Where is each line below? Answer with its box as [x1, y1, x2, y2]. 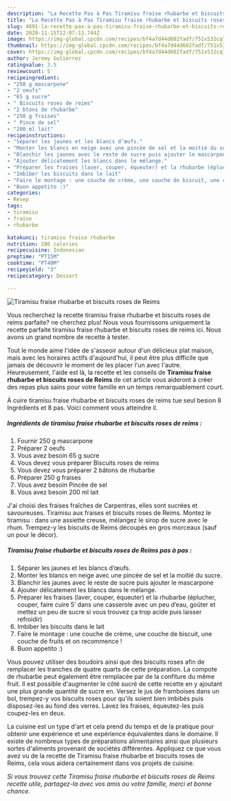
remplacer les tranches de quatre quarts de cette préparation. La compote [7, 665, 218, 673]
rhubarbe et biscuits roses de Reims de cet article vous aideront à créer [7, 375, 213, 383]
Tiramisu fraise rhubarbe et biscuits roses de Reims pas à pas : [7, 546, 192, 555]
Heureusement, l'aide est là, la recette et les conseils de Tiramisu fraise [7, 368, 212, 376]
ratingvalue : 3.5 [7, 61, 57, 68]
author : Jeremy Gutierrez [7, 55, 81, 62]
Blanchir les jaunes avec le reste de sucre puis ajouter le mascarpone [16, 578, 214, 587]
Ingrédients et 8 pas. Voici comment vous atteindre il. [7, 403, 158, 412]
